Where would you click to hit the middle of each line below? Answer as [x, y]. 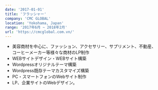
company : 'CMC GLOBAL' [28, 18]
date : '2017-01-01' [25, 9]
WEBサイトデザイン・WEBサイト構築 [49, 58]
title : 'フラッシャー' [26, 14]
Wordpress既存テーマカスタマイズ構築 [51, 70]
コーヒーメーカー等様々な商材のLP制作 [51, 52]
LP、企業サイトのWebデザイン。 [45, 82]
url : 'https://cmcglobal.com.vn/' [40, 32]
